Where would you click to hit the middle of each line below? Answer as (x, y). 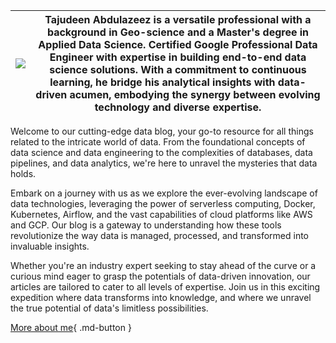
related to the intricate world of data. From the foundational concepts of (158, 142)
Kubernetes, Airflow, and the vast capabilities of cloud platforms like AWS (161, 214)
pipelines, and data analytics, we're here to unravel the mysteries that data (164, 163)
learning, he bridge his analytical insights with (162, 82)
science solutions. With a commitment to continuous (178, 69)
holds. (23, 173)
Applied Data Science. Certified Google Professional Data (178, 44)
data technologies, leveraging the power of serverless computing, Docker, (163, 203)
